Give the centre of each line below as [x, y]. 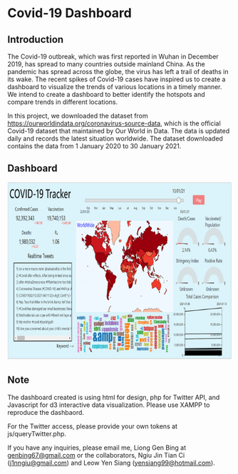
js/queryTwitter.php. [37, 433]
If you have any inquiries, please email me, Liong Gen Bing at [97, 448]
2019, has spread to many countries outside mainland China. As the [106, 64]
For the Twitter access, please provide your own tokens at [93, 426]
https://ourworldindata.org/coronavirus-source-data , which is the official [114, 123]
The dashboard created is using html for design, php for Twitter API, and [114, 397]
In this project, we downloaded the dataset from [78, 116]
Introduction [36, 40]
